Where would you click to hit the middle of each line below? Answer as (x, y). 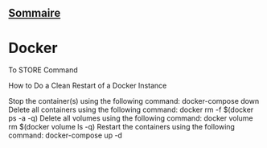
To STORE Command (43, 70)
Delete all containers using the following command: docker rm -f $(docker (131, 110)
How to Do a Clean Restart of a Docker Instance (88, 86)
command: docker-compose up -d (66, 135)
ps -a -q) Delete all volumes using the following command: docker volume (131, 118)
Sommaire (35, 13)
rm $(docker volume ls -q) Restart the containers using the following (122, 127)
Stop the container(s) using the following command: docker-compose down (134, 101)
